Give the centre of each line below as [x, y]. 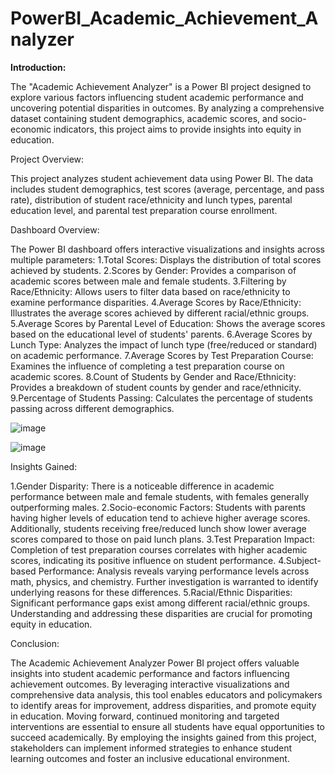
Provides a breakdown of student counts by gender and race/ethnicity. [156, 387]
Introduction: [38, 67]
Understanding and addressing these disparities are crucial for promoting [161, 613]
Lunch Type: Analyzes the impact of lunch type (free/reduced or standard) [164, 344]
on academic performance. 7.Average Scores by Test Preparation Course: [162, 355]
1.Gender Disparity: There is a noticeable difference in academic [142, 486]
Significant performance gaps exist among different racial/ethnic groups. [160, 603]
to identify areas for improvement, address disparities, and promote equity [163, 705]
